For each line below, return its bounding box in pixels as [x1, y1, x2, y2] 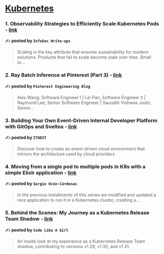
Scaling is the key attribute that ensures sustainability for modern [17, 49, 149, 55]
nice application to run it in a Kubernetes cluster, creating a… [17, 197, 140, 203]
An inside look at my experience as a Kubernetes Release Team [17, 238, 145, 244]
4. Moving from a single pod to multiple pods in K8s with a [5, 163, 146, 170]
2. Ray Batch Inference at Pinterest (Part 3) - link [5, 72, 122, 79]
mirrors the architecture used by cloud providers [17, 151, 115, 157]
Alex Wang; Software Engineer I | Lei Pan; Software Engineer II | [17, 94, 146, 100]
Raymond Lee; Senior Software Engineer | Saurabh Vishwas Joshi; [17, 100, 151, 106]
